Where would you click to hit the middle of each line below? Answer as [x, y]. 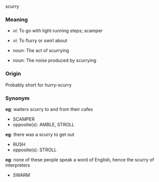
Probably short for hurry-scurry [39, 85]
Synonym [17, 98]
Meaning [17, 19]
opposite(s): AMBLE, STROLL [43, 124]
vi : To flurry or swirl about [40, 41]
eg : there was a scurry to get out [40, 134]
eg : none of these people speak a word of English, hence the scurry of [80, 160]
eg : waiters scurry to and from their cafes [49, 109]
